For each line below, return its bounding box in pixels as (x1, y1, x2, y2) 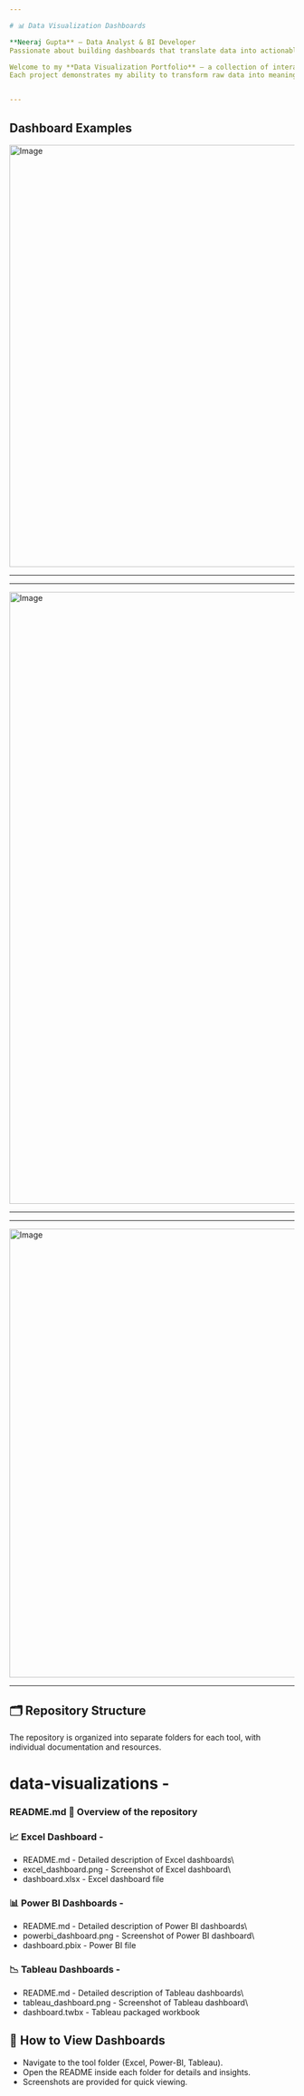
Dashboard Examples (9, 120, 133, 136)
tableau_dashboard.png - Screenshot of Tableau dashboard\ (22, 1996, 249, 2008)
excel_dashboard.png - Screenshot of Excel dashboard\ (22, 1864, 232, 1875)
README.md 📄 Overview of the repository (9, 1805, 198, 1818)
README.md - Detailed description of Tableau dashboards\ (22, 1987, 244, 1998)
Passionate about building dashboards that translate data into (9, 46, 257, 55)
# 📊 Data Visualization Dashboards (9, 21, 147, 30)
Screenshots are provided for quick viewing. (22, 2076, 188, 2087)
